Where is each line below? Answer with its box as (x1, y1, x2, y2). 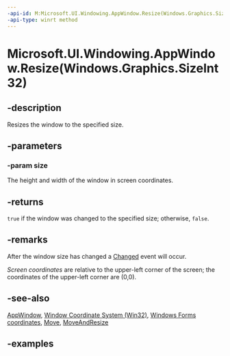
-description (7, 102, 62, 114)
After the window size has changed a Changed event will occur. (7, 252, 187, 260)
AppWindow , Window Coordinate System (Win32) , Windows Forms (7, 311, 196, 319)
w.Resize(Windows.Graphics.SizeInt (7, 60, 219, 76)
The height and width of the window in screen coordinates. (7, 176, 173, 185)
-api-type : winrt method (7, 16, 78, 23)
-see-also (7, 292, 50, 305)
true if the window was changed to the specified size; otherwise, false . (7, 214, 209, 222)
